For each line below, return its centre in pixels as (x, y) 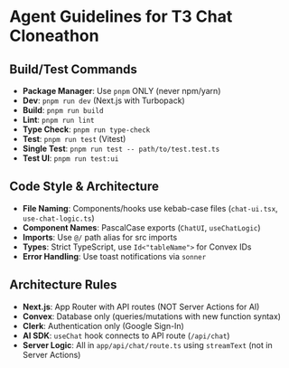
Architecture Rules (63, 285)
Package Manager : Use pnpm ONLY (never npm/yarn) (121, 91)
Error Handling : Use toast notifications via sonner (114, 256)
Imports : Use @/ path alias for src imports (100, 237)
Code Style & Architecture (84, 187)
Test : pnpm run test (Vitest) (74, 139)
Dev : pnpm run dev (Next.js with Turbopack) (103, 100)
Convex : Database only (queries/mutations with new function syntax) (152, 316)
